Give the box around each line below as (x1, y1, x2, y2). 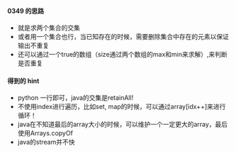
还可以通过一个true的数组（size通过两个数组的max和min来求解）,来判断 (17, 50, 228, 59)
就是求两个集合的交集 (17, 23, 80, 32)
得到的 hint (7, 76, 40, 85)
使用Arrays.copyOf (17, 129, 73, 137)
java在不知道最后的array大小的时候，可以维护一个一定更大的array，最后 (17, 120, 228, 129)
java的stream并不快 (17, 138, 75, 147)
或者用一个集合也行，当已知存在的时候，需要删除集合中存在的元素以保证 (17, 33, 229, 41)
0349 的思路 (7, 6, 45, 15)
